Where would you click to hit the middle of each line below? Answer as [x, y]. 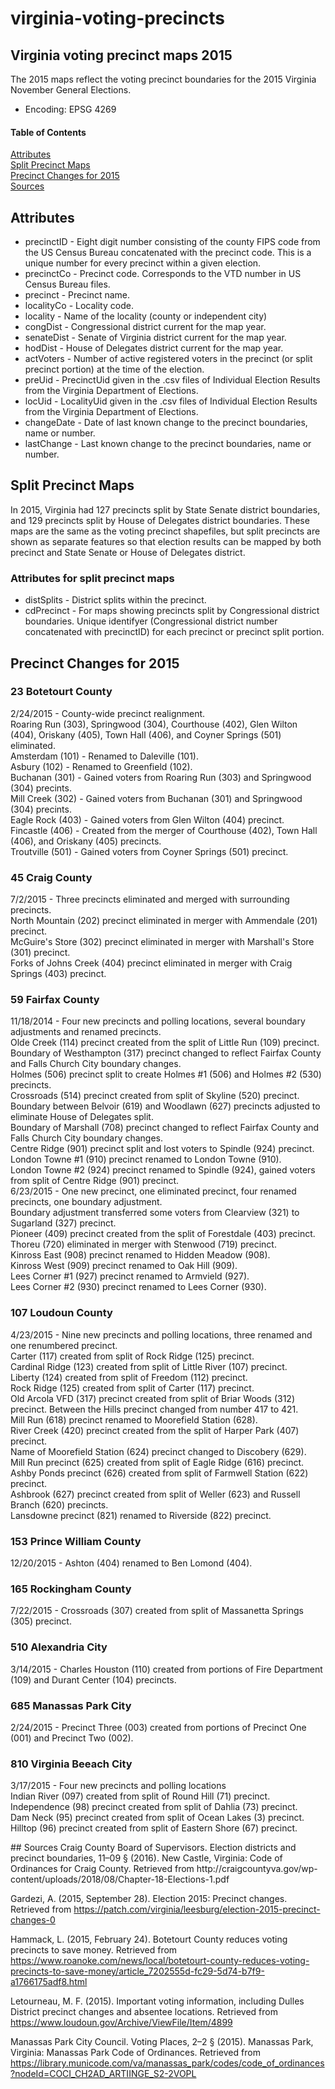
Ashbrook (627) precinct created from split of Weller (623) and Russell [155, 1494]
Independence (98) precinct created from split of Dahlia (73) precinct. [154, 1807]
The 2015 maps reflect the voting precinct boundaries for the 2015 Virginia [163, 79]
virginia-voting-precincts [118, 18]
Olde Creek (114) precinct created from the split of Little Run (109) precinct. [165, 1043]
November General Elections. [71, 90]
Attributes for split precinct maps [92, 578]
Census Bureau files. [67, 284]
